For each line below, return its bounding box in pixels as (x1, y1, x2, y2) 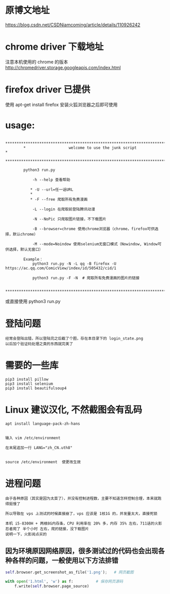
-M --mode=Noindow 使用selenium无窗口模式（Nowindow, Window (32, 241, 158, 246)
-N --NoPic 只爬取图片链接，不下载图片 (32, 216, 107, 221)
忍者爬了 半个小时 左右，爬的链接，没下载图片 (5, 526, 90, 531)
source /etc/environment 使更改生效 (5, 459, 81, 464)
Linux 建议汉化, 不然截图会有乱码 (5, 404, 143, 416)
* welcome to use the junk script (23, 145, 137, 150)
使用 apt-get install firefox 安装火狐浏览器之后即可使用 (5, 101, 118, 107)
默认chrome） (12, 232, 38, 237)
